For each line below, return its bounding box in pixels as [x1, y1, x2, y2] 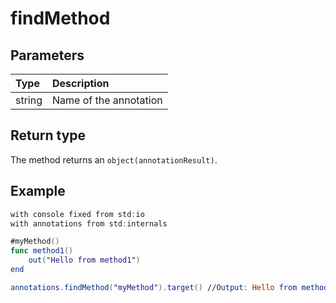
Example [10, 183, 66, 200]
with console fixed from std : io [10, 209, 145, 219]
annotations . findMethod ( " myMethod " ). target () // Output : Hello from [10, 282, 298, 292]
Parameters [10, 47, 85, 64]
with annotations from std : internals [10, 218, 168, 229]
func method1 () [10, 246, 74, 256]
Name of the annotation [52, 93, 163, 107]
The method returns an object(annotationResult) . [10, 153, 218, 166]
